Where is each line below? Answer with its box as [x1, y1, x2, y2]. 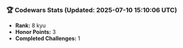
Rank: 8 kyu [15, 22, 46, 29]
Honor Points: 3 [15, 29, 56, 36]
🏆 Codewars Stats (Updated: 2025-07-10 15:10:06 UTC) [6, 5, 178, 14]
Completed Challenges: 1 [15, 35, 81, 42]
